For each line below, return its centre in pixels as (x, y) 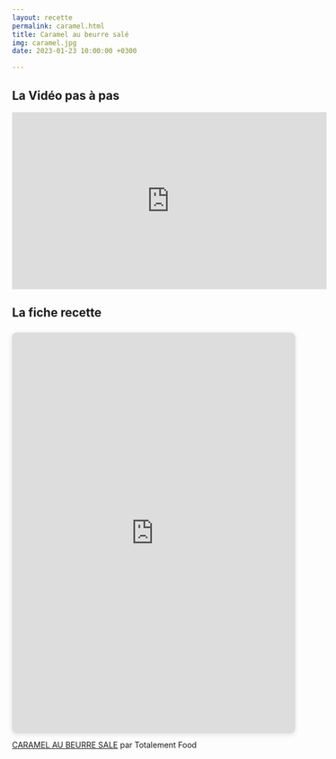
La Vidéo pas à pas (66, 95)
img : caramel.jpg (44, 43)
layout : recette (42, 18)
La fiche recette (57, 313)
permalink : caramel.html (58, 26)
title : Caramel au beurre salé (71, 34)
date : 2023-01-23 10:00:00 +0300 (75, 51)
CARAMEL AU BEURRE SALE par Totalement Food (105, 745)
